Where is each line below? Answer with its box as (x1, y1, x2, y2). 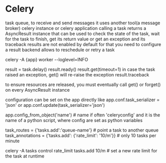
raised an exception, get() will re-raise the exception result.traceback (5, 71, 149, 77)
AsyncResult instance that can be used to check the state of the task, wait (5, 30, 160, 36)
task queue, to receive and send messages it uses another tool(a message (5, 20, 160, 26)
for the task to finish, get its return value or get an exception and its (5, 36, 146, 42)
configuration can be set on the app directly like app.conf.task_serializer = (5, 97, 160, 103)
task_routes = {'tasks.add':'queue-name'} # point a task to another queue (5, 127, 159, 133)
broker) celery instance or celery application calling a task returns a (5, 25, 147, 31)
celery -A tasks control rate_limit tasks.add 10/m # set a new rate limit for (5, 147, 158, 153)
